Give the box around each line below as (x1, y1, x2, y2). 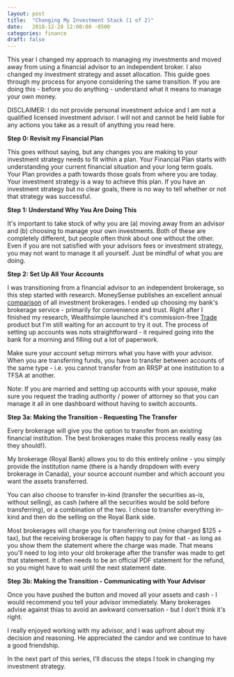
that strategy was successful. (7, 193, 92, 201)
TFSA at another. (7, 371, 56, 380)
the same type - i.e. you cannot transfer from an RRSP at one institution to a (7, 364, 225, 372)
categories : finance (7, 29, 68, 37)
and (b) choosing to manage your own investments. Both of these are (7, 227, 206, 235)
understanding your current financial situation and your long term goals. (7, 163, 214, 171)
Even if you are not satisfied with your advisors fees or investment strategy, (7, 241, 224, 250)
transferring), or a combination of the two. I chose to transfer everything (7, 505, 214, 514)
